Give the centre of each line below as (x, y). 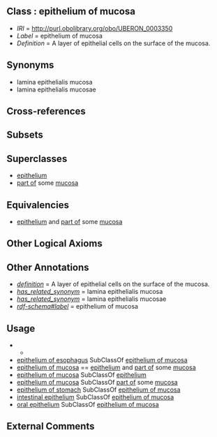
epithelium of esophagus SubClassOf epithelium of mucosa (102, 360)
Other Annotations (48, 267)
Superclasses (37, 159)
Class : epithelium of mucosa (71, 12)
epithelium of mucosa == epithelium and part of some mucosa (106, 368)
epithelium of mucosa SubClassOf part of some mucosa (97, 383)
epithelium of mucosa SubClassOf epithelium (82, 375)
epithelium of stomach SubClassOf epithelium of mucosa (98, 390)
